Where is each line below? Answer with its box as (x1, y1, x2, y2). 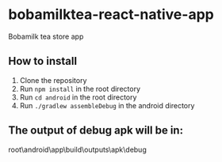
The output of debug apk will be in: (8, 124, 184, 138)
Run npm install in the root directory (19, 84, 141, 93)
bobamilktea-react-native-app (8, 6, 214, 24)
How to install (8, 55, 78, 68)
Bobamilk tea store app (8, 32, 84, 41)
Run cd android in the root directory (19, 92, 137, 102)
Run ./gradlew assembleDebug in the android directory (19, 100, 195, 110)
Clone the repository (19, 75, 87, 85)
